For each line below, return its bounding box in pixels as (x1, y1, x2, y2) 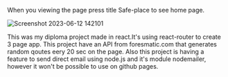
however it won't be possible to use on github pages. (7, 62, 159, 70)
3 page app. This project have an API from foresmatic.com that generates (7, 40, 217, 48)
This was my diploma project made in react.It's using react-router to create (7, 33, 222, 41)
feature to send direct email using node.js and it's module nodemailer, (7, 55, 207, 63)
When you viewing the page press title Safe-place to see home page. (7, 6, 205, 14)
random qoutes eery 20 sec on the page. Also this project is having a (7, 48, 204, 55)
